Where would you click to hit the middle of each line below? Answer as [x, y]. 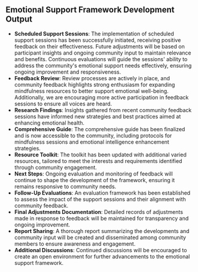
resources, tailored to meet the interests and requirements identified [98, 161]
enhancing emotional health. [49, 123]
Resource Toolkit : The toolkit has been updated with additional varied [100, 155]
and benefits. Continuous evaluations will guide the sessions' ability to [101, 59]
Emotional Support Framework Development [90, 10]
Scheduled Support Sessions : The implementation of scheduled [94, 34]
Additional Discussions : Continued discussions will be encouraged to [100, 250]
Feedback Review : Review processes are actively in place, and [92, 78]
